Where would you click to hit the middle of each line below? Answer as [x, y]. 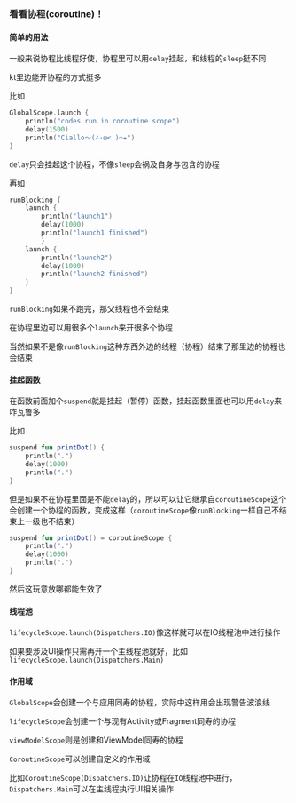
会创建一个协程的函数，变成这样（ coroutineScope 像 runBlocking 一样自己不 [144, 510]
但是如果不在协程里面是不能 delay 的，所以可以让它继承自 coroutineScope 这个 [148, 498]
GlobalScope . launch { [49, 113]
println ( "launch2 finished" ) [95, 274]
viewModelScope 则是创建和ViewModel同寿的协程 [96, 740]
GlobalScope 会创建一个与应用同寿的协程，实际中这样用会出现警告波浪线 [140, 703]
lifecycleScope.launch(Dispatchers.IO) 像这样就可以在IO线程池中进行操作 [145, 632]
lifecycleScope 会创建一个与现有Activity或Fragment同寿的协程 [123, 721]
